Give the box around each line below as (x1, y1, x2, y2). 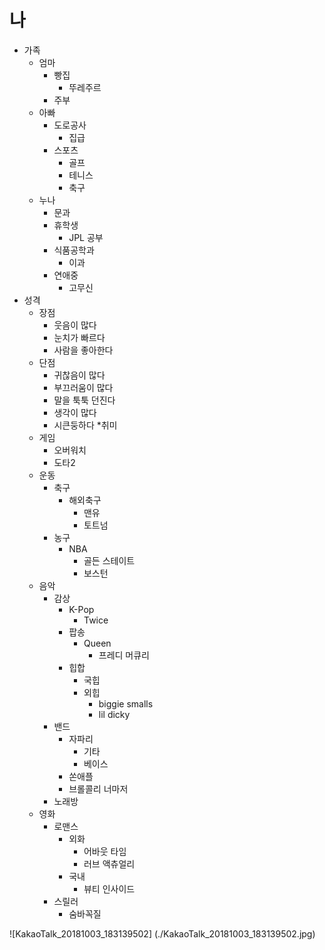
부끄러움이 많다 (53, 381, 114, 393)
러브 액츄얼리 (83, 857, 136, 870)
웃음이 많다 (53, 319, 97, 331)
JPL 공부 (68, 231, 104, 243)
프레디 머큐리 (98, 649, 150, 661)
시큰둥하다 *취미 (53, 419, 118, 431)
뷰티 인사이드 (83, 882, 136, 895)
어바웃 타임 (83, 845, 127, 857)
